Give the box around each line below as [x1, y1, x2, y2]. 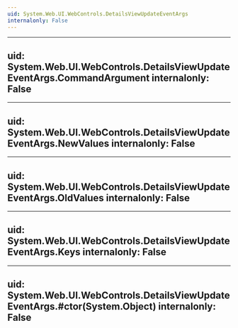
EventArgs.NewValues [7, 137, 110, 149]
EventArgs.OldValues [7, 192, 104, 204]
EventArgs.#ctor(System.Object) [7, 300, 157, 312]
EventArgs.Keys [7, 246, 81, 259]
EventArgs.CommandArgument [7, 72, 150, 84]
